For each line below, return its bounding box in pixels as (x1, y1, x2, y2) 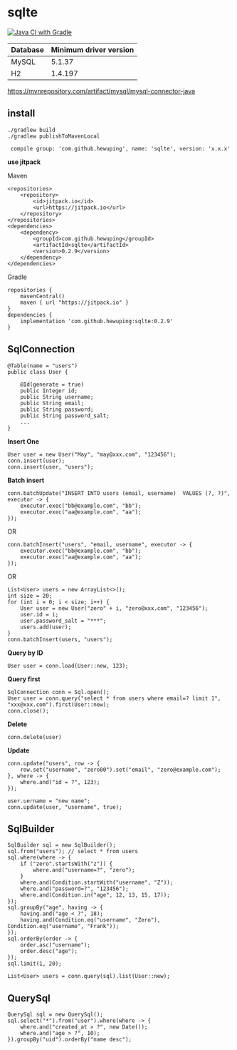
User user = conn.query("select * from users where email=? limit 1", (7, 695, 221, 702)
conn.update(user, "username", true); (7, 803, 122, 810)
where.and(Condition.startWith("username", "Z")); (20, 879, 174, 887)
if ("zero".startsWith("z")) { (20, 860, 113, 867)
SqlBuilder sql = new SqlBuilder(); (7, 842, 116, 849)
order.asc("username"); (20, 942, 91, 949)
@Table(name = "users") (7, 362, 78, 369)
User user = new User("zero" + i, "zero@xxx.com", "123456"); (20, 604, 209, 612)
